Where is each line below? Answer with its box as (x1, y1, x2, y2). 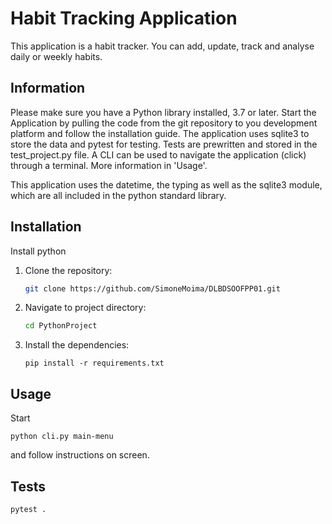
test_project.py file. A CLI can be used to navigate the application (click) (10, 148, 307, 161)
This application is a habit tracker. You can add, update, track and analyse (10, 40, 315, 52)
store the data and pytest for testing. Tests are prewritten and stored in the (10, 138, 318, 150)
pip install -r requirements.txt (24, 358, 165, 369)
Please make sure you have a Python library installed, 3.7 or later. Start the (10, 106, 317, 118)
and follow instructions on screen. (10, 449, 150, 461)
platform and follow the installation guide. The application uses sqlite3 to (10, 127, 310, 139)
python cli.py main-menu (10, 432, 114, 442)
